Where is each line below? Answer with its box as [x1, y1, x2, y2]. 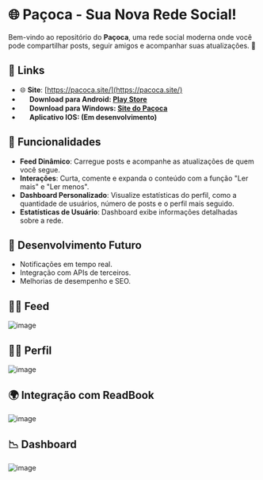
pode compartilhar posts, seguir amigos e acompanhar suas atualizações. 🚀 [8, 41, 256, 50]
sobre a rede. [19, 215, 64, 225]
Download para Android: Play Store [29, 94, 148, 104]
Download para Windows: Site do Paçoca [29, 103, 168, 113]
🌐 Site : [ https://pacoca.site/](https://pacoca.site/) [19, 85, 183, 95]
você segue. [19, 165, 61, 174]
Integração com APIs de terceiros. [19, 268, 131, 277]
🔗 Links [8, 64, 45, 77]
